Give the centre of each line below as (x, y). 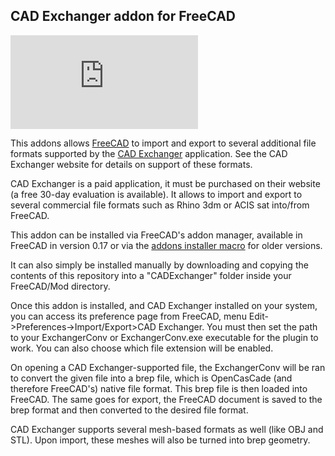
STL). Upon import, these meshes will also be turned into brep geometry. (160, 440)
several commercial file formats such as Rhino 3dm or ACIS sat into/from (160, 205)
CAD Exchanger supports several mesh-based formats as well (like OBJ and (167, 429)
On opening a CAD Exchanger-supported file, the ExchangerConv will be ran (168, 367)
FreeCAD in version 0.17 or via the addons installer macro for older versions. (166, 245)
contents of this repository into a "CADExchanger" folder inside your (151, 275)
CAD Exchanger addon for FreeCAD (123, 16)
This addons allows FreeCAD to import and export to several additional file (163, 143)
